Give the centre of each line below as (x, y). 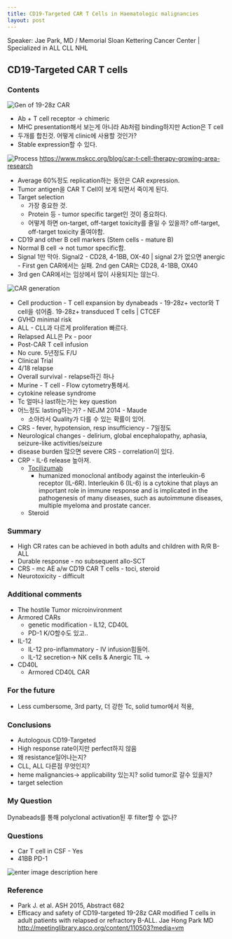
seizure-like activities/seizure (60, 444)
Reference (25, 890)
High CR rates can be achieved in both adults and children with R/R (114, 546)
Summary (25, 531)
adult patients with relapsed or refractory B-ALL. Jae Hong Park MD (115, 921)
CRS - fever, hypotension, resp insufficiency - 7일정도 (94, 428)
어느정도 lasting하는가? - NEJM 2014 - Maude (82, 411)
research (20, 166)
